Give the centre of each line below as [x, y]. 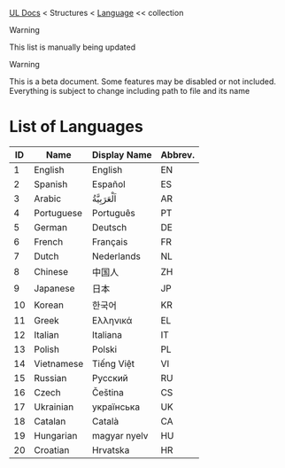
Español [108, 183]
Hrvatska [111, 449]
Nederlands [116, 256]
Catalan [50, 421]
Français [110, 241]
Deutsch [109, 227]
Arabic [48, 199]
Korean [49, 305]
